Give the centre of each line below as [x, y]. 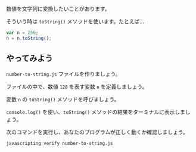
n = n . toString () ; [29, 38]
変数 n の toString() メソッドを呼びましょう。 [63, 99]
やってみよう [29, 58]
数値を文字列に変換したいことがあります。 [58, 9]
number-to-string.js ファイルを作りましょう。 [63, 74]
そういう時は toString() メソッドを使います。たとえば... [75, 21]
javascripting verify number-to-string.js [60, 143]
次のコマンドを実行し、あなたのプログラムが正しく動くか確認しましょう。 [97, 132]
